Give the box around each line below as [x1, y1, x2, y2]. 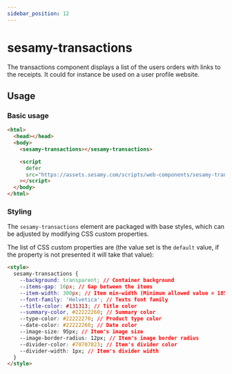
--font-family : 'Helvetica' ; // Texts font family [19, 296, 168, 303]
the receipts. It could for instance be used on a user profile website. [7, 70, 200, 78]
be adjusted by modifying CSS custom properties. [7, 230, 149, 239]
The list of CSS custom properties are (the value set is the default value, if [7, 243, 220, 252]
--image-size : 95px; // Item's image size [19, 328, 144, 335]
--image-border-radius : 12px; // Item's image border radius [19, 335, 199, 342]
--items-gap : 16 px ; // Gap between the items [19, 283, 153, 290]
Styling [7, 207, 32, 216]
